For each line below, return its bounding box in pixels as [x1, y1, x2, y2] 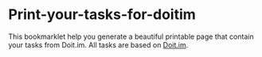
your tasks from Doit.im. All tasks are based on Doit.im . [8, 40, 189, 49]
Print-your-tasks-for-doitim [8, 6, 197, 24]
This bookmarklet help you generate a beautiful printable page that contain [8, 32, 254, 41]
